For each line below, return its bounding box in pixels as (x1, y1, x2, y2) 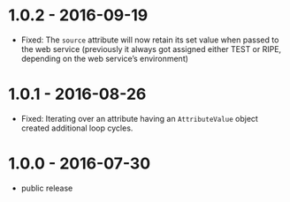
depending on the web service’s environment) (20, 53, 189, 64)
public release (20, 183, 73, 193)
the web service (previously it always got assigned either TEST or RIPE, (20, 43, 282, 54)
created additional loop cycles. (20, 123, 134, 133)
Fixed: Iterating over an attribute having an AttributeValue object (20, 113, 258, 123)
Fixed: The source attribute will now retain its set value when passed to (20, 34, 279, 45)
